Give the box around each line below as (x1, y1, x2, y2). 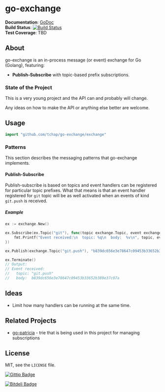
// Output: (5, 262, 27, 267)
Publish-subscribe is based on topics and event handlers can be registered (5, 182, 157, 188)
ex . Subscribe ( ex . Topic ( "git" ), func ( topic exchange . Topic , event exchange (5, 231, 162, 236)
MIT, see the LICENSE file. (5, 362, 55, 368)
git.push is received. (5, 198, 48, 204)
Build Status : (5, 24, 32, 30)
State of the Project (5, 84, 53, 91)
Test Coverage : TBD (5, 30, 47, 35)
